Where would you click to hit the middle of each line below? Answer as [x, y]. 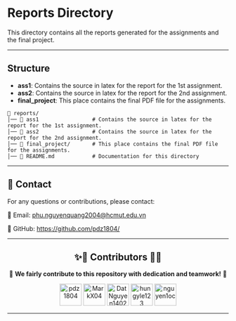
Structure [29, 68]
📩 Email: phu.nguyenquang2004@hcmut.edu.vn [77, 215]
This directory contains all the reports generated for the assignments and [113, 32]
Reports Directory [60, 13]
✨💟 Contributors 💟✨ [118, 257]
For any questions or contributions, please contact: [81, 201]
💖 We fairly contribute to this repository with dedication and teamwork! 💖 [118, 274]
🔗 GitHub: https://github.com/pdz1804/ [64, 228]
